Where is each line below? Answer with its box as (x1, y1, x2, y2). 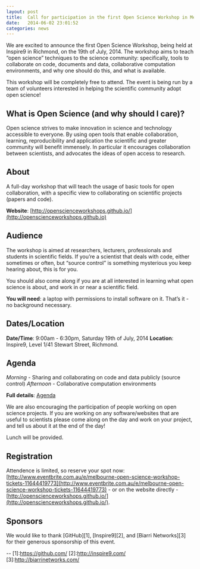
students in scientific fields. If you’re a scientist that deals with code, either (6, 253, 190, 260)
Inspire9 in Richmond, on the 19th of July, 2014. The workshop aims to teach (6, 48, 194, 55)
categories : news (6, 25, 49, 32)
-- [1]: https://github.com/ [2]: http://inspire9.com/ (6, 549, 126, 556)
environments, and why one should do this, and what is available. (6, 67, 166, 75)
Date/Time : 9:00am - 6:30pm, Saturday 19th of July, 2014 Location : (6, 335, 174, 342)
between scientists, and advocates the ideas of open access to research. (6, 150, 186, 157)
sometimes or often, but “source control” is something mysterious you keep (6, 259, 192, 266)
